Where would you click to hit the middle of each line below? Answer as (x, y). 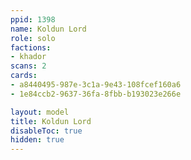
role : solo (33, 38)
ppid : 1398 (33, 19)
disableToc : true (46, 131)
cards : (24, 76)
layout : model (40, 112)
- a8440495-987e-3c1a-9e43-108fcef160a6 (96, 85)
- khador (28, 57)
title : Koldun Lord (51, 121)
